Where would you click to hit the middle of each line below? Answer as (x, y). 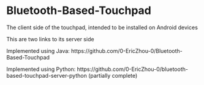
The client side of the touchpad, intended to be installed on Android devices (102, 27)
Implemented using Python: (41, 69)
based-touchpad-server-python (47, 75)
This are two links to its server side (50, 39)
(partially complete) (113, 75)
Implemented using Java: (38, 51)
